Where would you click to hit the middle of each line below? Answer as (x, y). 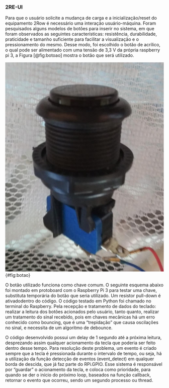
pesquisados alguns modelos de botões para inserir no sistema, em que (80, 29)
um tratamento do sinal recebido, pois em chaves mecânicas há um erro (80, 317)
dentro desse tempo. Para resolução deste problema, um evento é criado (81, 348)
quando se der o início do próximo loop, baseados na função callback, (78, 375)
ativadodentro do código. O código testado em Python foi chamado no (78, 301)
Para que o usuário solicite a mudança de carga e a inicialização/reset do (81, 18)
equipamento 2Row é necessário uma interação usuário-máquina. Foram (81, 23)
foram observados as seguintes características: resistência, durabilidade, (81, 34)
